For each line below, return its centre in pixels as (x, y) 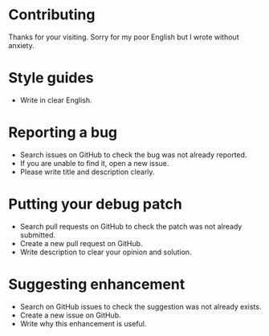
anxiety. (21, 45)
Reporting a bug (63, 133)
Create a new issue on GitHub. (70, 315)
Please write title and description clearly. (87, 172)
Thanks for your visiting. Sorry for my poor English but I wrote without (124, 37)
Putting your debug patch (95, 204)
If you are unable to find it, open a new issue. (94, 163)
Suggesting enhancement (97, 284)
